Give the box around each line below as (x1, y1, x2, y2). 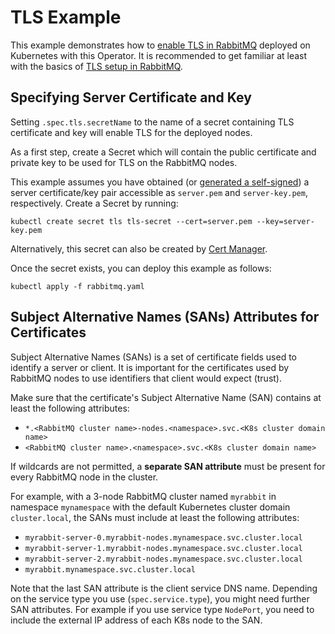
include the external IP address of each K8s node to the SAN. (10, 614, 263, 626)
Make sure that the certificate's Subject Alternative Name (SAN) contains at (10, 391, 322, 403)
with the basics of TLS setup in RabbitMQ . (10, 60, 183, 72)
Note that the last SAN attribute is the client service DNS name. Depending (10, 582, 318, 594)
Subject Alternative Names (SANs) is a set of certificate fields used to (10, 351, 297, 363)
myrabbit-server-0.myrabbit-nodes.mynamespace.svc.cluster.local (24, 532, 303, 543)
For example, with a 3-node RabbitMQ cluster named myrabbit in (10, 490, 277, 502)
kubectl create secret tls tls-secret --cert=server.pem (10, 216, 253, 226)
